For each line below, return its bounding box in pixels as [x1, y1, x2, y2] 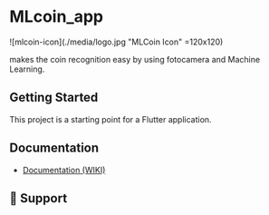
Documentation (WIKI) [22, 164, 106, 175]
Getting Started [9, 90, 99, 105]
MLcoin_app [9, 6, 104, 27]
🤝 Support [9, 191, 68, 206]
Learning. [9, 64, 45, 74]
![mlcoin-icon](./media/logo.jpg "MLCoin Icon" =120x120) [9, 36, 224, 47]
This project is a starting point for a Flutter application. [9, 113, 212, 124]
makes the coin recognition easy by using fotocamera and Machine [9, 54, 261, 64]
